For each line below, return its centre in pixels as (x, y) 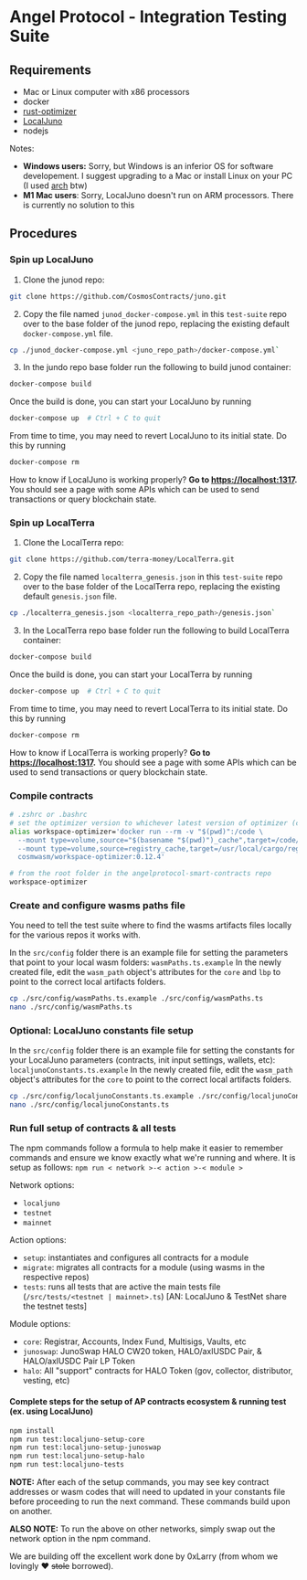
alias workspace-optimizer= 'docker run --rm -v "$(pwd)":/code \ (136, 832)
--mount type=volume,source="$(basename (95, 840)
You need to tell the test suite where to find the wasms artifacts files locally (151, 926)
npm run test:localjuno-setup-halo (77, 1456)
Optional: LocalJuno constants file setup (101, 1030)
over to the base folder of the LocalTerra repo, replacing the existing (151, 587)
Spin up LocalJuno (52, 260)
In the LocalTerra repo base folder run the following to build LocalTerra (156, 631)
